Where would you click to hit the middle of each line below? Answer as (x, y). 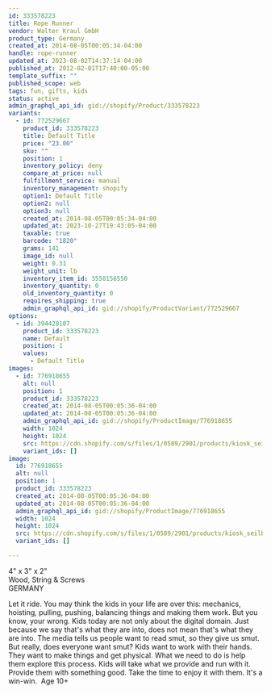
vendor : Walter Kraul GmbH (54, 31)
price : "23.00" (48, 143)
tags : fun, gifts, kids (48, 91)
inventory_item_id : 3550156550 (75, 278)
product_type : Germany (46, 38)
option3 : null (46, 211)
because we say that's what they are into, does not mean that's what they (131, 629)
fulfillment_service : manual (72, 181)
